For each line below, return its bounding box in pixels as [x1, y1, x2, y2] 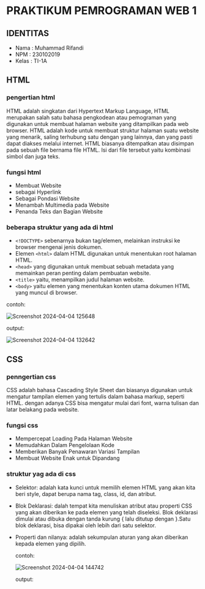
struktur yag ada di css [6, 470, 76, 478]
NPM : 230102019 [15, 51, 61, 58]
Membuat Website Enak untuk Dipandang [15, 454, 121, 462]
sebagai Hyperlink [15, 188, 61, 196]
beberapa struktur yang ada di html [6, 223, 114, 231]
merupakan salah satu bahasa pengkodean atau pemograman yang [6, 114, 176, 121]
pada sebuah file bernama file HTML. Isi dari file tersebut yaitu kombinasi [6, 146, 191, 154]
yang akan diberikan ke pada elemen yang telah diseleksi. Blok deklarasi [15, 508, 198, 516]
